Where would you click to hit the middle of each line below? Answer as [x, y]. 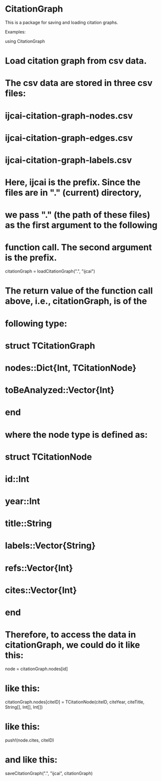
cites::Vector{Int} [41, 590]
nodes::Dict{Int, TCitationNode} [71, 368]
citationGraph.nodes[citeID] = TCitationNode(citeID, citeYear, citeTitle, [75, 702]
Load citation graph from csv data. [76, 61]
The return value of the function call [79, 291]
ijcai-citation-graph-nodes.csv [69, 116]
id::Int [17, 479]
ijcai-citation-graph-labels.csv [69, 160]
